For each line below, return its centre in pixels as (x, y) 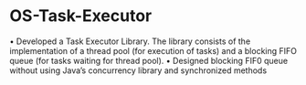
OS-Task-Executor (81, 16)
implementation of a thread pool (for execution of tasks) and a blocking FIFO (153, 50)
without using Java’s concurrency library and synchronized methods (138, 70)
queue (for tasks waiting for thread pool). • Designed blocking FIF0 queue (149, 60)
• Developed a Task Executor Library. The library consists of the (130, 41)
